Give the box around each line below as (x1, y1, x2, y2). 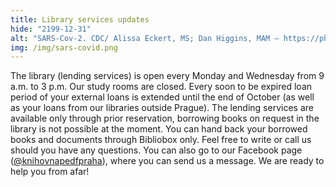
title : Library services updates (10, 14, 150, 25)
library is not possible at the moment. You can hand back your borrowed (10, 123, 308, 135)
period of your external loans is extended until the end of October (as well (10, 91, 315, 103)
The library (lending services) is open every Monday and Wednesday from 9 (10, 70, 325, 82)
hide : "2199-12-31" (10, 24, 92, 34)
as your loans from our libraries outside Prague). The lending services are (10, 102, 314, 114)
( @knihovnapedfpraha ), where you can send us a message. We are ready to (10, 155, 325, 167)
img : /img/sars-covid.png (10, 42, 118, 53)
